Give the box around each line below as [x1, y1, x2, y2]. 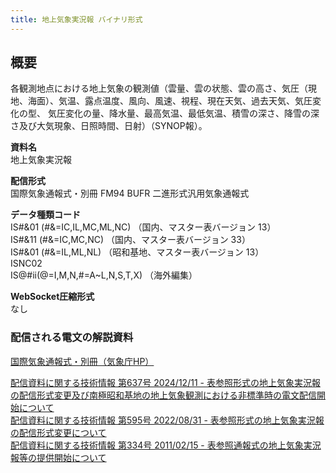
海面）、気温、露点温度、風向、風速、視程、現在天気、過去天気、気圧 [27, 95, 313, 107]
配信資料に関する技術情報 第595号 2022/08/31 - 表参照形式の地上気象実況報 [10, 414, 325, 426]
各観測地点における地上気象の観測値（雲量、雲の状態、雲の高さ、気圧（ [10, 82, 308, 95]
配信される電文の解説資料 [10, 331, 134, 345]
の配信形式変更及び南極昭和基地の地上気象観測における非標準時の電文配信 [10, 389, 317, 401]
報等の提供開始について [10, 451, 107, 463]
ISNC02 [10, 257, 43, 270]
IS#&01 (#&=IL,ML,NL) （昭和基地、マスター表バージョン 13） [10, 246, 265, 258]
